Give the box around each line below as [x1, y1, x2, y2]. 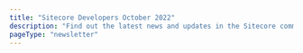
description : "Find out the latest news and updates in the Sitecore [9, 22, 277, 31]
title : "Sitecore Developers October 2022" [9, 13, 176, 22]
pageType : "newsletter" [9, 30, 99, 39]
